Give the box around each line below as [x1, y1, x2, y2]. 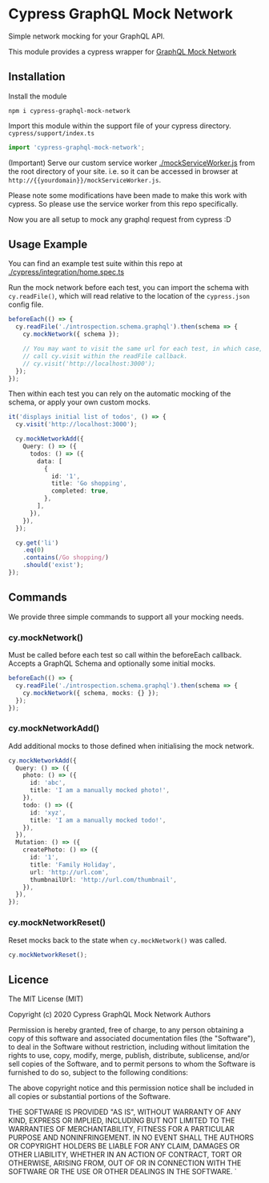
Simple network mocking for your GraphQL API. [8, 31, 166, 41]
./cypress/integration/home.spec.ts [8, 268, 125, 277]
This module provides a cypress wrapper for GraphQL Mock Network [8, 46, 237, 56]
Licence [8, 972, 50, 986]
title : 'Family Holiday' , [29, 860, 116, 869]
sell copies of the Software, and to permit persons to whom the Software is [8, 1059, 256, 1069]
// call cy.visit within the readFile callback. [22, 352, 188, 360]
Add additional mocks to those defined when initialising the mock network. [8, 741, 255, 750]
